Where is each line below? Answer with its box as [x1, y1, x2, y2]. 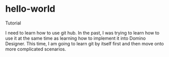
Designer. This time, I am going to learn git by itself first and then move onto [5, 40, 164, 46]
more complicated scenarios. [5, 46, 66, 52]
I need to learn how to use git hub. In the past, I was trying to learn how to [5, 30, 160, 36]
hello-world [5, 3, 56, 15]
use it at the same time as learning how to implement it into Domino [5, 35, 146, 41]
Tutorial [5, 20, 21, 26]
